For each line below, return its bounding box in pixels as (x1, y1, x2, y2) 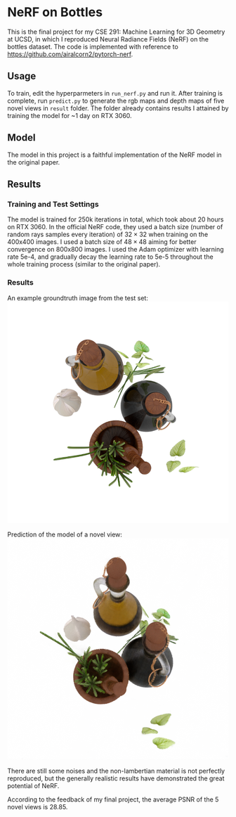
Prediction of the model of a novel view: (7, 530, 123, 539)
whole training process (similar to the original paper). (7, 260, 161, 269)
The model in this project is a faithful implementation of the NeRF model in (7, 150, 223, 159)
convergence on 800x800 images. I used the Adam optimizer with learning (7, 245, 224, 254)
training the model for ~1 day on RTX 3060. (7, 111, 132, 120)
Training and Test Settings (7, 199, 100, 209)
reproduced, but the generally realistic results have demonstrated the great (7, 774, 225, 783)
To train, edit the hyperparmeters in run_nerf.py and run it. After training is (7, 89, 223, 97)
